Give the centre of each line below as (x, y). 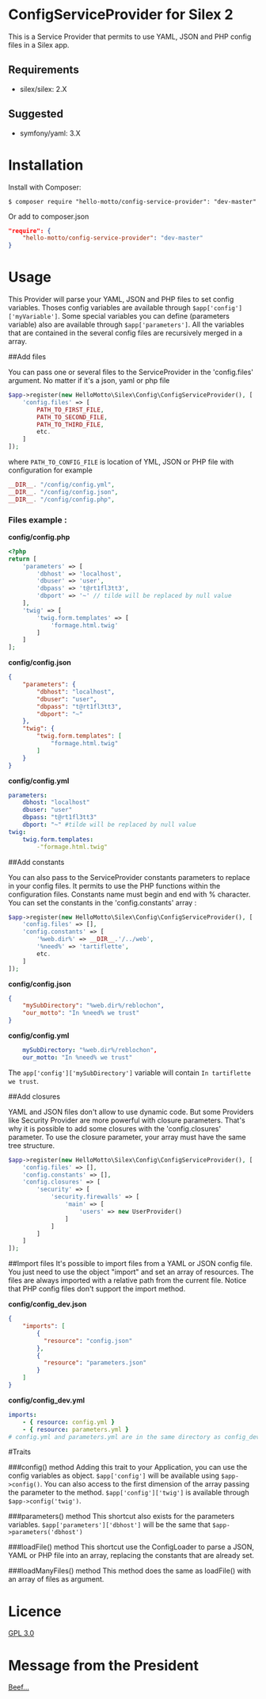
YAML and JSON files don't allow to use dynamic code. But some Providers (131, 1112)
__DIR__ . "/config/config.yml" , (61, 485)
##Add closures (34, 1096)
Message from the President (104, 1665)
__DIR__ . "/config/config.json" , (63, 492)
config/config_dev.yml (47, 1400)
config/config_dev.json (47, 1304)
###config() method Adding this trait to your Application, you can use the (128, 1467)
